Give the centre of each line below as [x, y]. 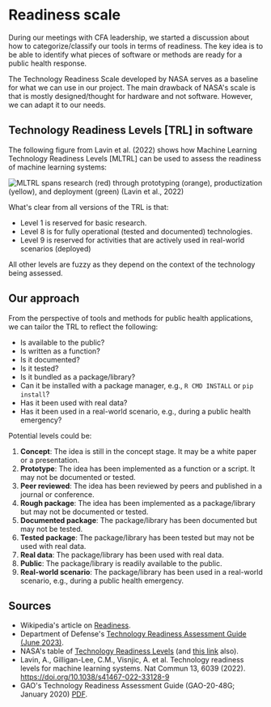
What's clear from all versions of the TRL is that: [89, 207]
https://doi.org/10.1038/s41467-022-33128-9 [95, 677]
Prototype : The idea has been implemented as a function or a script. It [138, 469]
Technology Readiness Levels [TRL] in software [131, 130]
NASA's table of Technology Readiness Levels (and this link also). [129, 651]
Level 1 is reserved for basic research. [83, 223]
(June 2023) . [42, 643]
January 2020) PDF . [54, 694]
